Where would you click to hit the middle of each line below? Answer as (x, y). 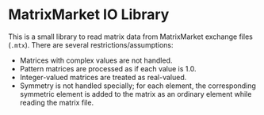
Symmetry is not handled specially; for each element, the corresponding (138, 86)
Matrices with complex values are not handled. (96, 60)
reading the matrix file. (56, 102)
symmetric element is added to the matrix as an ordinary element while (136, 94)
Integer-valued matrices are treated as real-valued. (103, 77)
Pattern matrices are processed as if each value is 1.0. (108, 68)
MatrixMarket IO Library (89, 15)
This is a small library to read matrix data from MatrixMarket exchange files (131, 36)
